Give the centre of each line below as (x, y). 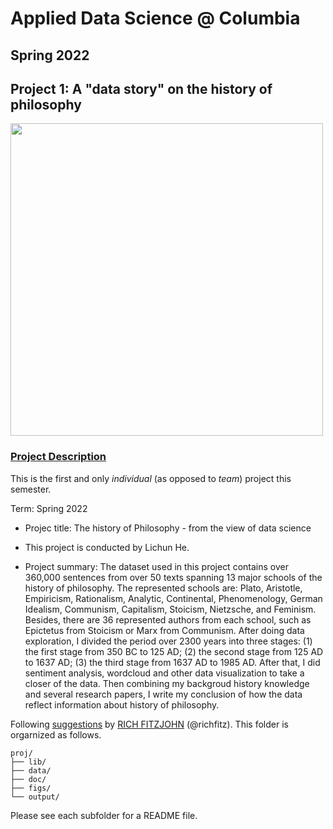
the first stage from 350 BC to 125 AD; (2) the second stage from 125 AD (174, 651)
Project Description (58, 457)
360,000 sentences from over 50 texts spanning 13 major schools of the (173, 577)
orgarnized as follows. (56, 734)
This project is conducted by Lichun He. (107, 547)
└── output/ (35, 797)
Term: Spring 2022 (49, 508)
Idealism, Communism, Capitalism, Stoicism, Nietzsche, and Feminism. (170, 609)
